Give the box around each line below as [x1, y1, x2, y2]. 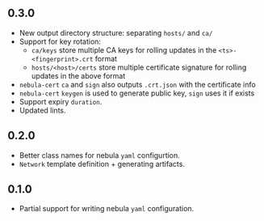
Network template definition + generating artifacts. [19, 159, 185, 168]
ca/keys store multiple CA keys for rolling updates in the [31, 45, 217, 55]
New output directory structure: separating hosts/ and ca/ [19, 28, 213, 37]
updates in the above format [31, 70, 126, 80]
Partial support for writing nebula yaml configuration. [19, 204, 195, 214]
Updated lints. [19, 105, 66, 115]
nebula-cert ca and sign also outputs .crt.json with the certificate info [19, 79, 256, 89]
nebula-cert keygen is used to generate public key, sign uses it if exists [19, 88, 255, 98]
